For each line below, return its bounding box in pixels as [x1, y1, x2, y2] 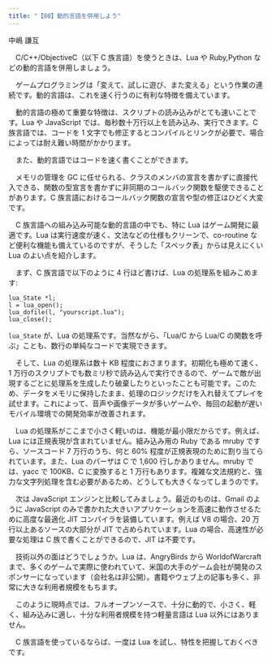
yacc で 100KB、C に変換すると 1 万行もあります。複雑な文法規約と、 [22, 466, 256, 476]
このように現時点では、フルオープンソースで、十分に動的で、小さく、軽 [15, 599, 257, 609]
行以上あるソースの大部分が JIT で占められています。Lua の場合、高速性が [8, 524, 257, 534]
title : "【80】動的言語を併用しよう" [8, 11, 122, 20]
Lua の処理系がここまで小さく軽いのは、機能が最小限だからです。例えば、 [15, 425, 264, 435]
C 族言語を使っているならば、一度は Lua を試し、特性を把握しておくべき [15, 636, 259, 646]
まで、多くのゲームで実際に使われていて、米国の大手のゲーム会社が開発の [8, 562, 256, 571]
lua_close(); [8, 315, 53, 323]
